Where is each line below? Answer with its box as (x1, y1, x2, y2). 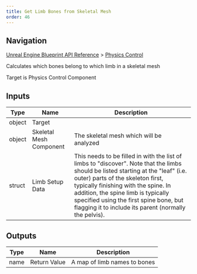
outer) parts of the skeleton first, (74, 174, 164, 182)
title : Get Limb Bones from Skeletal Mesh (6, 8, 111, 15)
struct (9, 181, 25, 190)
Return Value (30, 258, 66, 266)
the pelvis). (74, 211, 105, 219)
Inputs (6, 91, 30, 101)
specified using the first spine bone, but (74, 196, 184, 204)
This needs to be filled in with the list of (74, 152, 182, 160)
